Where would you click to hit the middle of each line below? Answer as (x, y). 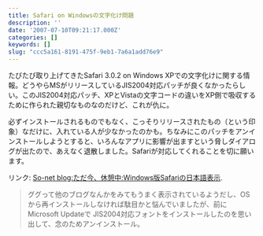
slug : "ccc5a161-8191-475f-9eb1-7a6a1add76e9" (86, 52)
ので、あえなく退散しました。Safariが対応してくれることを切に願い (144, 151)
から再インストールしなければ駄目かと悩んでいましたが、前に (127, 204)
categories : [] (33, 37)
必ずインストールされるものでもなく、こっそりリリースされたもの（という (129, 122)
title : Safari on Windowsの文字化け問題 (71, 15)
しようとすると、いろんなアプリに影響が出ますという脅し (135, 141)
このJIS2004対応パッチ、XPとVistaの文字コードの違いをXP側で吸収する (139, 95)
